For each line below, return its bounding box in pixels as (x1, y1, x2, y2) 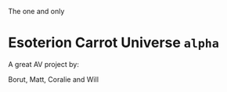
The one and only (8, 7, 65, 16)
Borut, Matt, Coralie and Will (8, 74, 99, 84)
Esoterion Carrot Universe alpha (8, 34, 219, 51)
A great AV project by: (8, 59, 80, 69)
